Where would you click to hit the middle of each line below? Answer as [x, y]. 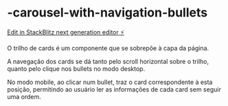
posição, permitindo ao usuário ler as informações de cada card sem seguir [114, 89]
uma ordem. [24, 96]
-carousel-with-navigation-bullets [107, 13]
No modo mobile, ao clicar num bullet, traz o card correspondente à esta [110, 82]
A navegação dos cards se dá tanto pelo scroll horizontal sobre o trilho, [108, 61]
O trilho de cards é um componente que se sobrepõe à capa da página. [108, 48]
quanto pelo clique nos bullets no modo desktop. [76, 68]
